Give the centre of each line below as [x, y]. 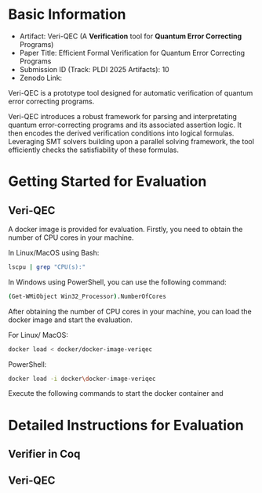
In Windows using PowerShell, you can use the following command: [118, 282]
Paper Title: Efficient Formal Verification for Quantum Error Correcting [132, 53]
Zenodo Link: [41, 78]
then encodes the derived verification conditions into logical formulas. [121, 133]
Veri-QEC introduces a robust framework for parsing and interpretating [123, 116]
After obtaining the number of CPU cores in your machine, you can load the [130, 311]
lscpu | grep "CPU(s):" [47, 267]
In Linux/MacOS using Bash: [54, 252]
